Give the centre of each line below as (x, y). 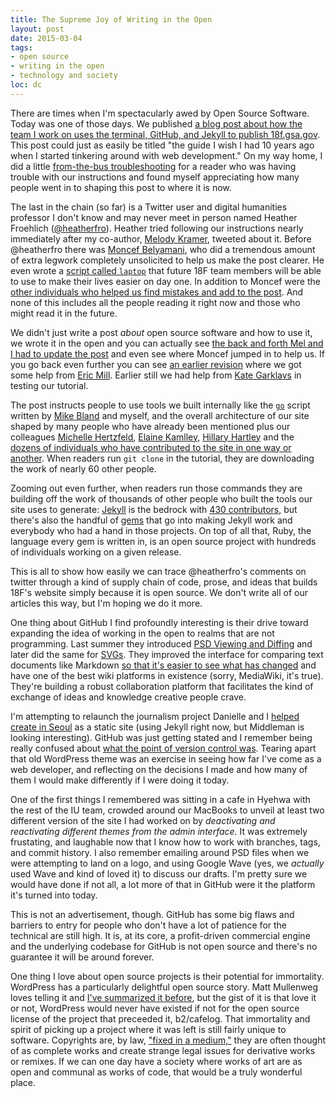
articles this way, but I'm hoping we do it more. (106, 603)
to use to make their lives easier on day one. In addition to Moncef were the (165, 281)
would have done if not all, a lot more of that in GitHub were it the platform (163, 884)
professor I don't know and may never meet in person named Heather (154, 217)
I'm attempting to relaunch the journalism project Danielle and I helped (155, 716)
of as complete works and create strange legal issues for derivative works (163, 1050)
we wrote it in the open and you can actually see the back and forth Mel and (167, 343)
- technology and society (64, 76)
